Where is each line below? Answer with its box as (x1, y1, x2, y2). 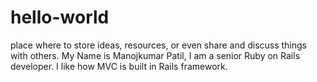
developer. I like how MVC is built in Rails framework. (10, 60, 228, 72)
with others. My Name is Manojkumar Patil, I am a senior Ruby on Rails (10, 49, 301, 61)
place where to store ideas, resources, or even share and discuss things (10, 39, 308, 51)
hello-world (10, 6, 110, 29)
